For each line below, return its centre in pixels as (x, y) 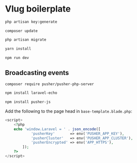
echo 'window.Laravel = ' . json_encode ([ (57, 129)
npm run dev (17, 58)
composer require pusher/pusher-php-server (50, 84)
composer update (21, 31)
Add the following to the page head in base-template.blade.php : (68, 111)
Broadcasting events (37, 73)
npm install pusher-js (28, 102)
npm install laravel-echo (31, 93)
